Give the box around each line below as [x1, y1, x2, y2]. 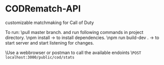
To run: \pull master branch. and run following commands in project [5, 29, 144, 35]
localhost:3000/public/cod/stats [5, 54, 75, 60]
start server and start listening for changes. [5, 39, 94, 45]
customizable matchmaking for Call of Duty [5, 19, 94, 25]
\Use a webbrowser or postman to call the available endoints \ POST [5, 49, 142, 55]
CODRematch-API [5, 3, 81, 14]
